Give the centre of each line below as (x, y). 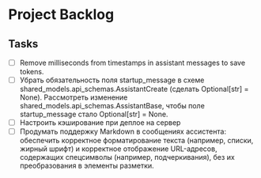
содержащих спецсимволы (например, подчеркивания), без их (127, 157)
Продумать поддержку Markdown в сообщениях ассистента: (123, 131)
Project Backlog (61, 15)
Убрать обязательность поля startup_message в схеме (112, 80)
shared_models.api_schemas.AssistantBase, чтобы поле (112, 106)
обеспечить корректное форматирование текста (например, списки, (136, 141)
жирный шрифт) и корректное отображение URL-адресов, (118, 149)
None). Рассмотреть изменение (74, 97)
